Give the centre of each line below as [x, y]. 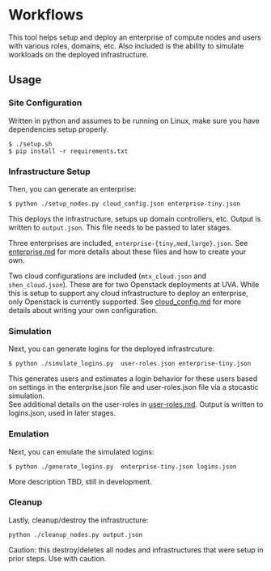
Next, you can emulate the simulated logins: [81, 451]
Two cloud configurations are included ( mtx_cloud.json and [108, 276]
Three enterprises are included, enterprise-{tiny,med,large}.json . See [128, 243]
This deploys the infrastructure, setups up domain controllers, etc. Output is [135, 218]
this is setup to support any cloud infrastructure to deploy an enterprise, [128, 293]
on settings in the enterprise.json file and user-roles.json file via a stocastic [133, 387]
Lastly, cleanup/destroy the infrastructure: [78, 520]
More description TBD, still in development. [80, 481]
